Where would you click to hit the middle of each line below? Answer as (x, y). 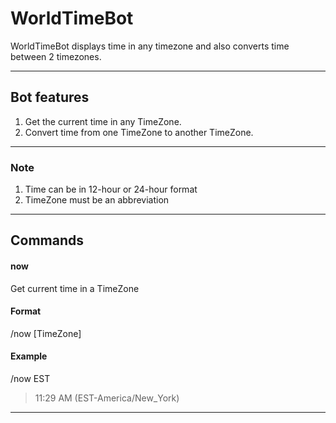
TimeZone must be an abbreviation (97, 200)
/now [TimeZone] (46, 333)
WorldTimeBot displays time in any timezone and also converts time (150, 46)
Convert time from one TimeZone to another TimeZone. (139, 132)
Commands (47, 240)
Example (29, 356)
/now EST (30, 379)
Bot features (50, 97)
